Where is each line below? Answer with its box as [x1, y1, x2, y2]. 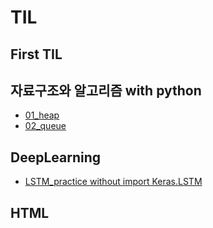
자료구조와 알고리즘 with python [10, 82, 202, 99]
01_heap [24, 109, 60, 121]
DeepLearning [10, 149, 102, 166]
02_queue [24, 120, 67, 132]
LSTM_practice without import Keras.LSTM [24, 176, 203, 188]
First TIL [10, 46, 63, 63]
